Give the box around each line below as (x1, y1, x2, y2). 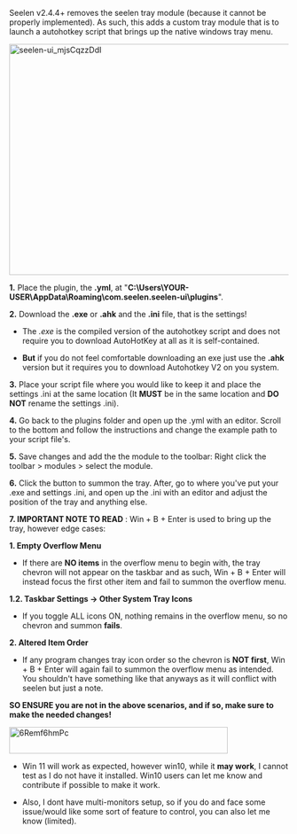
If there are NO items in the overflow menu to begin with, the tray (21, 557, 261, 568)
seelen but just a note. (21, 682, 104, 693)
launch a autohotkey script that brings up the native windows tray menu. (9, 27, 273, 36)
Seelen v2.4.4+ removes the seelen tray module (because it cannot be (9, 8, 267, 18)
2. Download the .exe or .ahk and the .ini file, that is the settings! (9, 309, 247, 319)
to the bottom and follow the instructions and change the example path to (9, 425, 277, 435)
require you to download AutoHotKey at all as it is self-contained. (21, 336, 260, 346)
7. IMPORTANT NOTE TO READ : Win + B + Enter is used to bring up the (9, 514, 272, 524)
